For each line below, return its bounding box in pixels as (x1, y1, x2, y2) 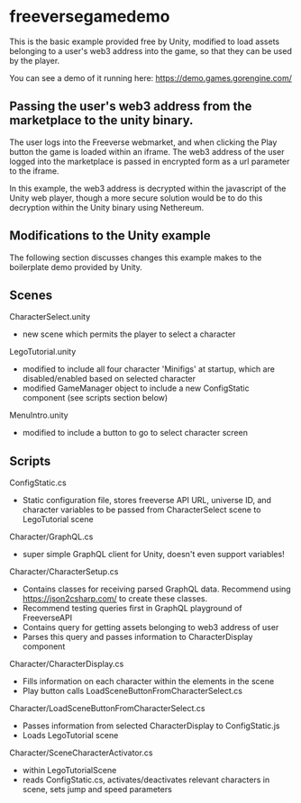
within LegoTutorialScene (22, 765, 117, 776)
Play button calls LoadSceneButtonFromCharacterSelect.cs (22, 686, 243, 697)
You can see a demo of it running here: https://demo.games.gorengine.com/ (9, 72, 293, 83)
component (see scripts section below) (22, 392, 169, 403)
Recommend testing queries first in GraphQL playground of (22, 603, 242, 614)
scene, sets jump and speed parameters (22, 784, 173, 795)
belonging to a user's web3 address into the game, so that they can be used (9, 45, 293, 56)
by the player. (9, 55, 60, 66)
